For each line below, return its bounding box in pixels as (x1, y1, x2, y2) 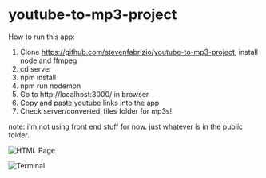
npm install (19, 72, 57, 82)
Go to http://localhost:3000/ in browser (19, 89, 149, 99)
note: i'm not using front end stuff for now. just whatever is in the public (8, 122, 244, 131)
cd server (19, 64, 52, 73)
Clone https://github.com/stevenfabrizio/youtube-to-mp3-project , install (19, 47, 258, 56)
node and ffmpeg (19, 56, 77, 65)
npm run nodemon (19, 81, 81, 91)
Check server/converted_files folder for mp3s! (19, 106, 173, 116)
